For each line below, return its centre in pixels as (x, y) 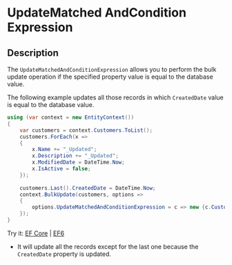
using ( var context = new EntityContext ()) (71, 117)
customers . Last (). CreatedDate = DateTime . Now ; (88, 188)
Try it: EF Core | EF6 (36, 233)
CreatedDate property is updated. (64, 254)
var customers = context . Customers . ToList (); (86, 130)
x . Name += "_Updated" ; (65, 150)
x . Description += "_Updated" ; (75, 156)
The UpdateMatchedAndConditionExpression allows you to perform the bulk (112, 69)
